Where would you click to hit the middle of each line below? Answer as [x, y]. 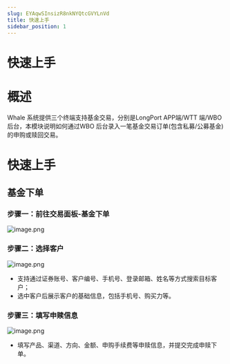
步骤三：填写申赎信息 [42, 315]
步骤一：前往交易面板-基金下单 [58, 214]
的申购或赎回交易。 [35, 135]
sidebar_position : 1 [37, 26]
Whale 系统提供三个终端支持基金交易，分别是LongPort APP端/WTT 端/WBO [115, 117]
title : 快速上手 [28, 20]
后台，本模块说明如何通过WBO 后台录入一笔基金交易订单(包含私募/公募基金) [115, 126]
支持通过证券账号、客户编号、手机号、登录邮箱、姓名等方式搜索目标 [114, 278]
